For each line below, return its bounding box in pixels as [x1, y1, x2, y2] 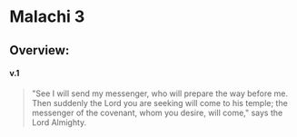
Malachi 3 [9, 6, 85, 27]
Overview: [9, 43, 70, 58]
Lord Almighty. [31, 116, 87, 128]
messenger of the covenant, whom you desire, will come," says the [31, 107, 283, 118]
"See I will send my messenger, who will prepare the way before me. [31, 88, 289, 99]
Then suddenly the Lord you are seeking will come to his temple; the [31, 97, 288, 108]
